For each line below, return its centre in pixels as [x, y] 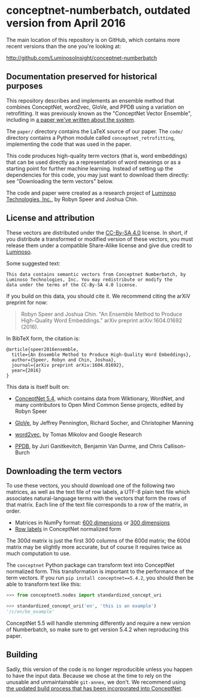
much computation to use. [38, 553]
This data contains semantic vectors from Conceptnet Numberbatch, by [96, 274]
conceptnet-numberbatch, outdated [98, 11]
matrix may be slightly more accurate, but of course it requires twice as [94, 547]
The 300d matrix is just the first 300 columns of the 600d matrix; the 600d [98, 541]
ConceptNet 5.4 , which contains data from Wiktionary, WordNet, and [100, 398]
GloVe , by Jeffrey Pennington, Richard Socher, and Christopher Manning [104, 423]
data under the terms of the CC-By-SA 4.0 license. [72, 285]
